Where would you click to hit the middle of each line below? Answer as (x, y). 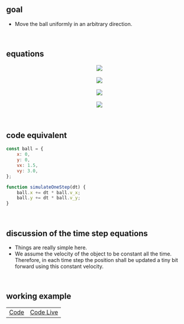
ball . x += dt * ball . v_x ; (49, 192)
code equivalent (37, 135)
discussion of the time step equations (77, 233)
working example (39, 297)
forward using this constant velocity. (59, 266)
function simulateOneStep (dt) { (46, 187)
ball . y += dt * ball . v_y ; (49, 198)
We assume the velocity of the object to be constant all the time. (93, 254)
